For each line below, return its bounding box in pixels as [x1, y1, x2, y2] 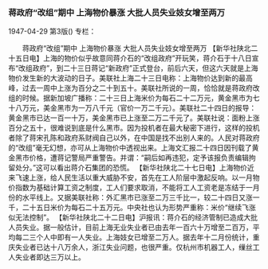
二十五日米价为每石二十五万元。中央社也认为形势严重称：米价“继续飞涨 [22, 203, 257, 212]
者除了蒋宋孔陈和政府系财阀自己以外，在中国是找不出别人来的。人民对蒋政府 [8, 133, 260, 142]
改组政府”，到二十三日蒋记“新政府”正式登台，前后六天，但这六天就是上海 [18, 64, 258, 73]
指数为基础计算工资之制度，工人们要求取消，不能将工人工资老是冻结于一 [14, 183, 253, 193]
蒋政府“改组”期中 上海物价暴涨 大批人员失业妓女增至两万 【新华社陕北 [22, 44, 251, 53]
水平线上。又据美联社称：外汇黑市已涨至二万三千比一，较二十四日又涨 [22, 193, 253, 202]
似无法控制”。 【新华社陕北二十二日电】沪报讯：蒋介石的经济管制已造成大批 [8, 212, 258, 222]
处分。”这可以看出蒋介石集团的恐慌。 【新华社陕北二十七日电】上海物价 [14, 163, 248, 173]
